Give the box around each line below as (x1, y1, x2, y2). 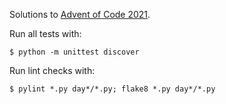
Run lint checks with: (9, 65, 96, 76)
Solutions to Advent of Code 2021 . (9, 9, 151, 20)
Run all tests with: (9, 28, 82, 39)
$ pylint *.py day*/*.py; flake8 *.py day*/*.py (9, 84, 216, 94)
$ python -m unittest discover (9, 47, 140, 57)
